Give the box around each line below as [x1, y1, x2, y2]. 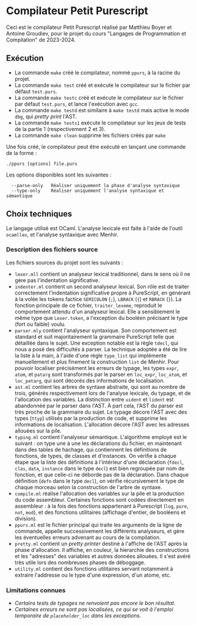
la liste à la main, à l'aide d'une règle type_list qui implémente [14, 352, 167, 359]
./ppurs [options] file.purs [6, 161, 78, 166]
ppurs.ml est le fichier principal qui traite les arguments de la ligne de [14, 521, 182, 528]
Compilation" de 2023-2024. [6, 36, 76, 43]
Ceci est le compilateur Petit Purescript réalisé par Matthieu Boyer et [6, 24, 172, 31]
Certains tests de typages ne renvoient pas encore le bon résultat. [14, 600, 176, 607]
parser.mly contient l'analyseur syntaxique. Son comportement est [14, 326, 177, 334]
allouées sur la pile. [14, 427, 62, 434]
